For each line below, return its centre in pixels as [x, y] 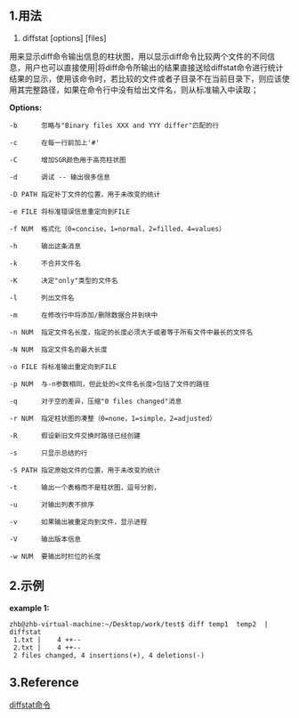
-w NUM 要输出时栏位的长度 [55, 556]
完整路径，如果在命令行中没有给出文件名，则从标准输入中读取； [141, 89]
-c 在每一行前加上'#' [54, 142]
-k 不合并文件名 [45, 263]
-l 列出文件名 [42, 298]
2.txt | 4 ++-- [47, 648]
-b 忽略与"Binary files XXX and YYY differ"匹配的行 [114, 125]
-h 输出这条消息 [45, 246]
